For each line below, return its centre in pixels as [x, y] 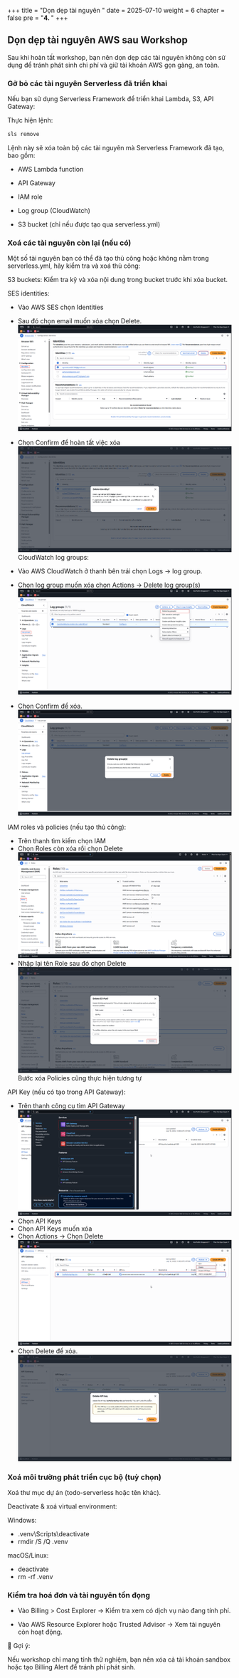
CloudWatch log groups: [53, 557]
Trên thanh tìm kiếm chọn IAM [62, 840]
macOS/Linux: [28, 1555]
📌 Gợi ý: [19, 1646]
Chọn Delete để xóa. [48, 1351]
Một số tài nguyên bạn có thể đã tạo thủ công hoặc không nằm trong [108, 259]
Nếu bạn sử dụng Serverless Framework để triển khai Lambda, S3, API [111, 99]
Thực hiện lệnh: [30, 120]
